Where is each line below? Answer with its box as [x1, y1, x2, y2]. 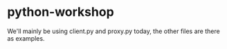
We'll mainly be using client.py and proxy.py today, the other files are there [7, 27, 220, 35]
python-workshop [7, 4, 114, 20]
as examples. [7, 34, 45, 42]
